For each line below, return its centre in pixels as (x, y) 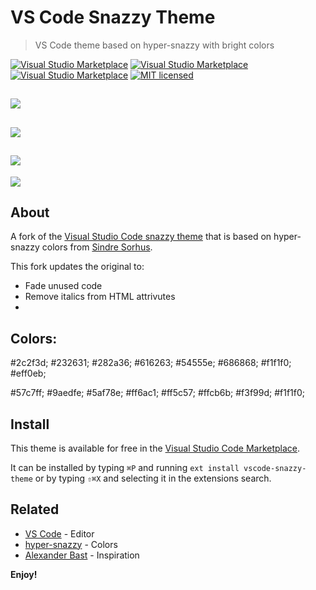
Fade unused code (63, 286)
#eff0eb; (28, 373)
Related (35, 509)
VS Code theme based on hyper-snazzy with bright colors (154, 45)
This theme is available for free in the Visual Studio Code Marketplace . (155, 448)
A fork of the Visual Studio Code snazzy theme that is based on (141, 237)
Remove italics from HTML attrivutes (100, 297)
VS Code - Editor (59, 533)
